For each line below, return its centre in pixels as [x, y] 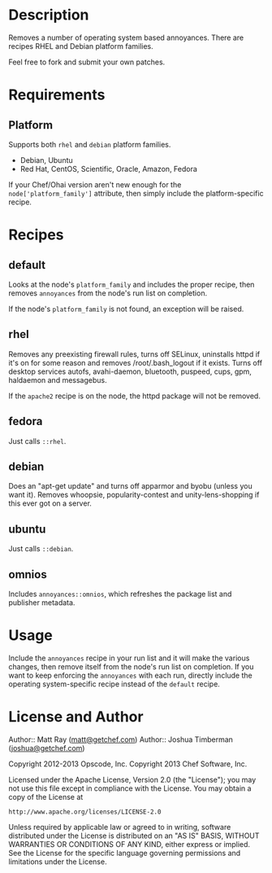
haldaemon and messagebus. [58, 379]
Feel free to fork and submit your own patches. [87, 62]
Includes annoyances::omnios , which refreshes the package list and [120, 594]
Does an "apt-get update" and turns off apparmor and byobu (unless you [131, 486]
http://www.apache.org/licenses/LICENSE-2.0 [85, 812]
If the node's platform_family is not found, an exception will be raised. [126, 309]
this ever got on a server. [50, 503]
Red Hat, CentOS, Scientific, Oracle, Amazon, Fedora [108, 169]
